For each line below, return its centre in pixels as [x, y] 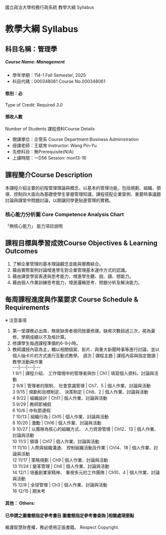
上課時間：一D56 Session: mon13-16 [49, 158]
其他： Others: [20, 503]
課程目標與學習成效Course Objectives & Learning [81, 243]
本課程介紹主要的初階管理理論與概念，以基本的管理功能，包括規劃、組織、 [81, 188]
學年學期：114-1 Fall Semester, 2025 [49, 75]
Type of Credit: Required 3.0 [34, 105]
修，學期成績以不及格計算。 [41, 337]
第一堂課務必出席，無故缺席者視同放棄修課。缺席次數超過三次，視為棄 [84, 331]
